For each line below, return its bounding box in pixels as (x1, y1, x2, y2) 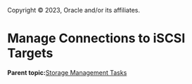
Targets (7, 45, 53, 62)
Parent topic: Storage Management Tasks (7, 68, 127, 76)
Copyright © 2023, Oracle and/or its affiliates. (7, 6, 141, 14)
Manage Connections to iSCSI (7, 31, 186, 46)
